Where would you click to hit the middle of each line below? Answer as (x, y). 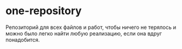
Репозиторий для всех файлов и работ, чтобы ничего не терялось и (91, 27)
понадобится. (23, 40)
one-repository (44, 11)
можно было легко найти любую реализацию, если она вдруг (84, 33)
